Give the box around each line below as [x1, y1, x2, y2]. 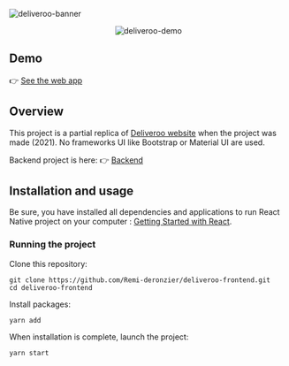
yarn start [9, 348, 49, 357]
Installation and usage [9, 184, 134, 199]
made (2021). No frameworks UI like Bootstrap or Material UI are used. [9, 137, 265, 148]
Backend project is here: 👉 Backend [9, 155, 144, 165]
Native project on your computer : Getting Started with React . [9, 217, 232, 227]
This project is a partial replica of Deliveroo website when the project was [9, 127, 277, 138]
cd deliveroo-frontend [9, 283, 93, 292]
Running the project [9, 239, 96, 251]
